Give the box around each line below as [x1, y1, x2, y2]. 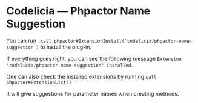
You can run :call [6, 37, 51, 44]
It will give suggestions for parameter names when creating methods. [6, 90, 180, 97]
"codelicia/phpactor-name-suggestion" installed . [6, 61, 133, 69]
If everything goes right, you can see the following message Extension [6, 55, 182, 62]
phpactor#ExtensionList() [6, 80, 71, 86]
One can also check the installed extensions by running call [6, 73, 157, 80]
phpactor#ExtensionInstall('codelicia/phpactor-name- [53, 38, 193, 44]
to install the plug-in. [40, 43, 92, 51]
